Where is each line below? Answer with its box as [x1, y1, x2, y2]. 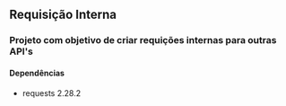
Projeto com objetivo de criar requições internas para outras [9, 34, 277, 47]
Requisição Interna [9, 7, 117, 22]
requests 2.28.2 [22, 87, 82, 98]
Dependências [9, 67, 65, 78]
